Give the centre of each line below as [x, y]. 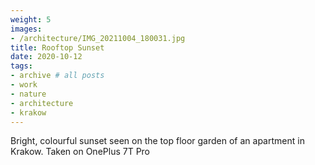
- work [24, 85]
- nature [28, 94]
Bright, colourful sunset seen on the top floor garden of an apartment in [157, 141]
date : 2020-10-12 [46, 57]
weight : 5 [31, 19]
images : [26, 29]
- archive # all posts [57, 76]
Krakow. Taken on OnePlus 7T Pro [80, 152]
